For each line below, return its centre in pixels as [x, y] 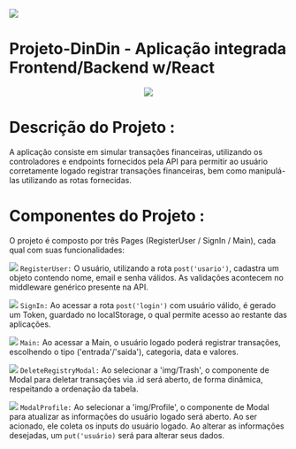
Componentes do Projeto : [107, 216]
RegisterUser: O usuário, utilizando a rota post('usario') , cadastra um [150, 268]
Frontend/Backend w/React [112, 68]
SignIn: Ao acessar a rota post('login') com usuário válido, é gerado [148, 305]
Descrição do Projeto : [92, 128]
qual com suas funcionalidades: [67, 250]
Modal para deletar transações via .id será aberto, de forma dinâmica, [136, 379]
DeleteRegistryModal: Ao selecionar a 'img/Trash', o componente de [144, 370]
